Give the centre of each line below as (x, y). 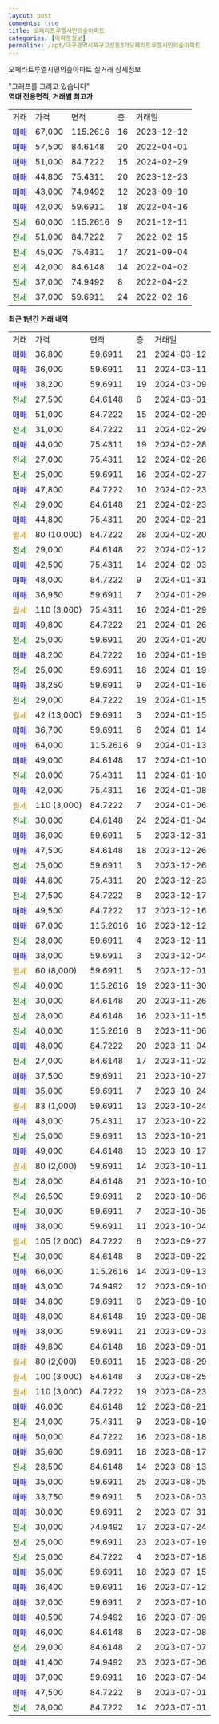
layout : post (30, 16)
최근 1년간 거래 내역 (38, 319)
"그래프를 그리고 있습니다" (49, 87)
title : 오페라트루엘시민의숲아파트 (57, 30)
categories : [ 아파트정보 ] (47, 38)
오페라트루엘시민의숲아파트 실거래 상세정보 (75, 70)
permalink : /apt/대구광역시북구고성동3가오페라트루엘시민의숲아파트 (105, 46)
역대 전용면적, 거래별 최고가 (51, 96)
